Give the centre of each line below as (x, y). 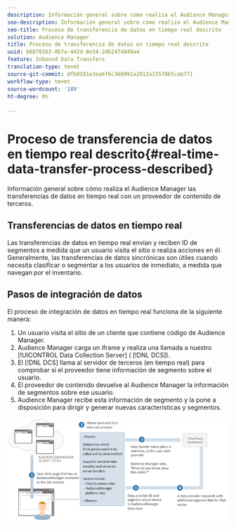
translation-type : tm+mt (44, 67)
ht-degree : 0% (28, 96)
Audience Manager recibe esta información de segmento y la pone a (117, 400)
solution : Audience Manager (48, 37)
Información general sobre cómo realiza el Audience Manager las (102, 189)
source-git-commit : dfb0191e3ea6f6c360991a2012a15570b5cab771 (100, 74)
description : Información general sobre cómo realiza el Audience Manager (119, 15)
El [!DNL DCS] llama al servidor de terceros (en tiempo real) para (111, 363)
